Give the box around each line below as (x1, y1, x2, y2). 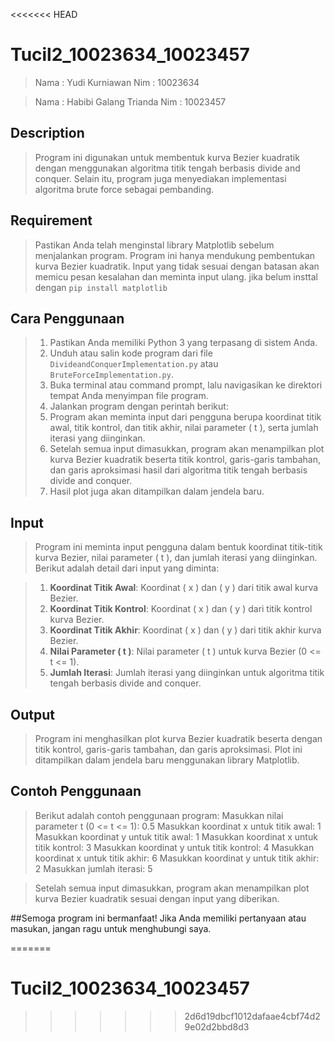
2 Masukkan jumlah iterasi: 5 (34, 862, 153, 874)
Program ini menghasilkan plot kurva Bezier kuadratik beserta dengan (34, 733, 323, 744)
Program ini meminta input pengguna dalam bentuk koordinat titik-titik (34, 541, 323, 553)
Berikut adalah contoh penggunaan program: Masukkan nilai (34, 809, 284, 821)
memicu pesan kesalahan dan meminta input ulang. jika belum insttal (34, 270, 318, 283)
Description (10, 125, 85, 142)
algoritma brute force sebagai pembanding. (34, 183, 215, 195)
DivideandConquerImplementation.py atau (49, 358, 219, 370)
